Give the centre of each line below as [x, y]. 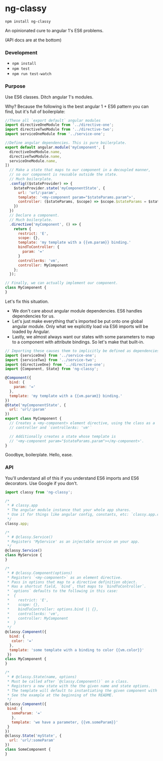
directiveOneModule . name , [36, 152]
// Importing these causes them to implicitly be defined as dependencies [82, 351]
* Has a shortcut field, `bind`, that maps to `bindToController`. [77, 586]
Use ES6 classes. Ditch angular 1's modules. [49, 97]
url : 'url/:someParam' [32, 741]
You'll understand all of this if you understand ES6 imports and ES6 [72, 478]
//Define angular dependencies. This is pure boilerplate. [66, 143]
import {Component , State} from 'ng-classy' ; [52, 369]
